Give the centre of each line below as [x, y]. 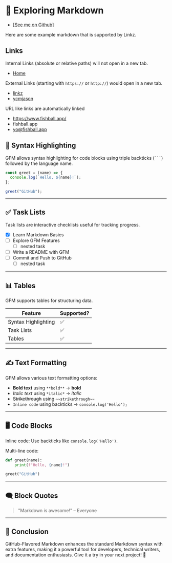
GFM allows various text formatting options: [51, 378]
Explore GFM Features [36, 240]
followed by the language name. [39, 163]
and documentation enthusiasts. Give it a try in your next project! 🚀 [76, 555]
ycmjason [23, 98]
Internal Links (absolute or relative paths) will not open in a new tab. [77, 63]
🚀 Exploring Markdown [55, 11]
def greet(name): [24, 460]
